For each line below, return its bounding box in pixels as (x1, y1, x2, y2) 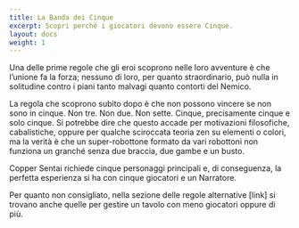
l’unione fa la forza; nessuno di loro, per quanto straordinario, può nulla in (9, 72, 278, 83)
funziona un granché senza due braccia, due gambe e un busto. (9, 146, 245, 157)
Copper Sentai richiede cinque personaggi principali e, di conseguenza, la (9, 163, 282, 174)
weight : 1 (9, 37, 46, 47)
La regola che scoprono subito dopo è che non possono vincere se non (9, 99, 272, 110)
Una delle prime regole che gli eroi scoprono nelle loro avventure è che (9, 62, 270, 73)
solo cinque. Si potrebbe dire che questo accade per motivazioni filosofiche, (9, 118, 290, 128)
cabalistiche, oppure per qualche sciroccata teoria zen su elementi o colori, (9, 126, 287, 138)
